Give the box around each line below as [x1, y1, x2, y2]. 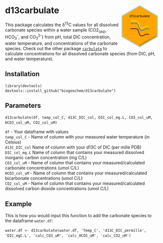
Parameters [5, 102, 41, 110]
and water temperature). [5, 56, 54, 62]
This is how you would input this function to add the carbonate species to [5, 213, 152, 219]
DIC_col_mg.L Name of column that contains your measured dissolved [5, 150, 145, 156]
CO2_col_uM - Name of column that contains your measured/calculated [5, 180, 145, 187]
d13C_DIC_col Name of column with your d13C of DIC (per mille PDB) [5, 144, 142, 150]
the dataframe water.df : [5, 218, 53, 224]
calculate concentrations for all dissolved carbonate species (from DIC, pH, [5, 51, 156, 56]
